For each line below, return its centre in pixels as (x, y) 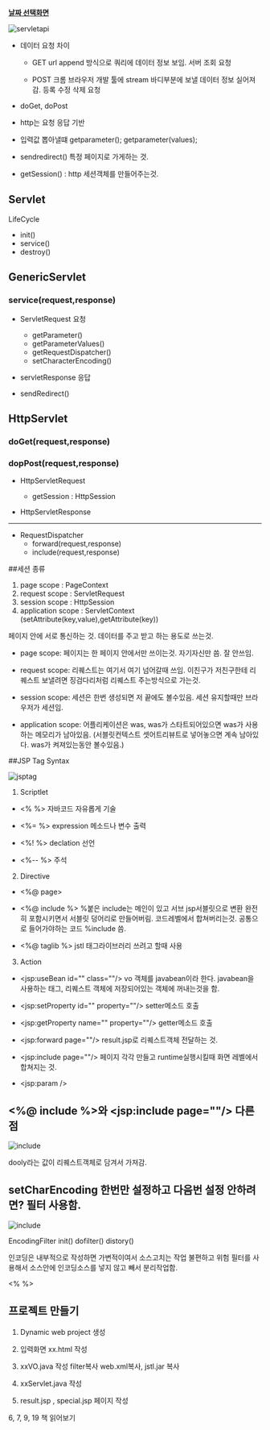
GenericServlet (47, 277)
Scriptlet (34, 792)
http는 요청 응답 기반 (52, 123)
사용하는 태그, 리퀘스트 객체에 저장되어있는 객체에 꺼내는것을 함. (120, 989)
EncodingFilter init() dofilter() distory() (71, 1241)
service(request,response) (62, 300)
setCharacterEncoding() (72, 360)
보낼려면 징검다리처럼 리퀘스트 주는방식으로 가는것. (121, 680)
